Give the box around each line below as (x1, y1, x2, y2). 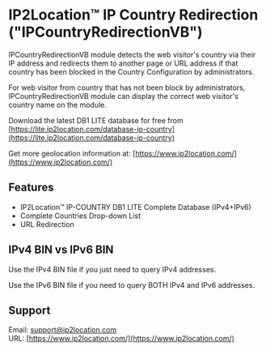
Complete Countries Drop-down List (19, 211, 141, 220)
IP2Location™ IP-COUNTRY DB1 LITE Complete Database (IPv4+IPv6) (19, 202, 252, 212)
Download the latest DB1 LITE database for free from (8, 115, 184, 125)
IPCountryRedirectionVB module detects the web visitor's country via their (8, 49, 256, 59)
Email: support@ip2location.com (8, 325, 117, 335)
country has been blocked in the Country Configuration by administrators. (8, 66, 255, 76)
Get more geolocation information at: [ (8, 148, 136, 158)
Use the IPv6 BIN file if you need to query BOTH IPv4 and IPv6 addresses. (8, 280, 255, 289)
